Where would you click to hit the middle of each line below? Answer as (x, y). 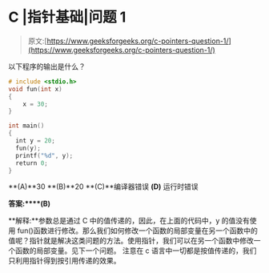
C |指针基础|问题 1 (67, 17)
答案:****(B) (29, 204)
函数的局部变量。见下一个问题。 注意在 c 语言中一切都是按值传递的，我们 (136, 251)
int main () (26, 126)
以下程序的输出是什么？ (47, 66)
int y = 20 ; (36, 141)
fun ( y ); (28, 148)
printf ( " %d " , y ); (44, 155)
